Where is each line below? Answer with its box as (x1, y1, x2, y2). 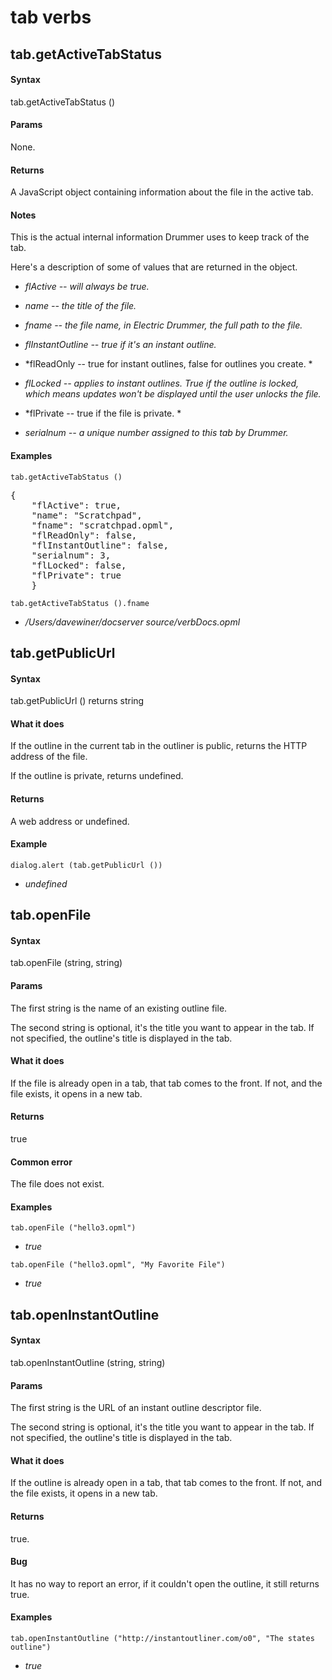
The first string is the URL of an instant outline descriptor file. (10, 1402, 262, 1414)
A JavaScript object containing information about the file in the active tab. (10, 186, 314, 198)
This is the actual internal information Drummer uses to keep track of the (10, 231, 310, 243)
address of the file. (10, 751, 88, 763)
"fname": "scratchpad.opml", (31, 519, 175, 531)
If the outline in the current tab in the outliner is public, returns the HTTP (10, 740, 308, 752)
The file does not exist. (10, 1178, 105, 1190)
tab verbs (10, 6, 92, 29)
